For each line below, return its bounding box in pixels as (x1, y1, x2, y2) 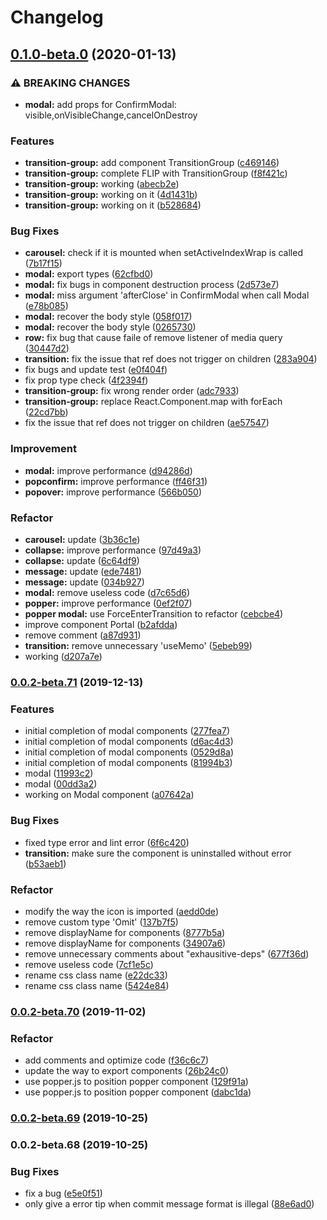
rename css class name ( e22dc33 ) (24, 969, 168, 981)
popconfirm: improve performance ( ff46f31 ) (24, 475, 208, 487)
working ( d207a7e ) (24, 651, 103, 663)
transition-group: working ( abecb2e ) (24, 178, 180, 190)
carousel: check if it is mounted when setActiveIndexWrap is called (24, 247, 303, 259)
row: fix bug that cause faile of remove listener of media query (24, 332, 283, 344)
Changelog (10, 6, 104, 29)
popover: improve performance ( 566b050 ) (24, 486, 203, 498)
